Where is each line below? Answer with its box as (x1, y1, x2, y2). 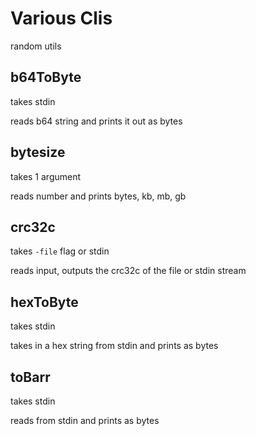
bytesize (10, 144, 66, 161)
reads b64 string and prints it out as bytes (10, 115, 183, 127)
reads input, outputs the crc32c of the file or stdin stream (10, 265, 247, 277)
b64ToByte (10, 69, 82, 86)
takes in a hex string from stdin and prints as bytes (10, 340, 219, 352)
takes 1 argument (10, 170, 82, 182)
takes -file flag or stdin (10, 245, 110, 257)
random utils (10, 40, 62, 52)
